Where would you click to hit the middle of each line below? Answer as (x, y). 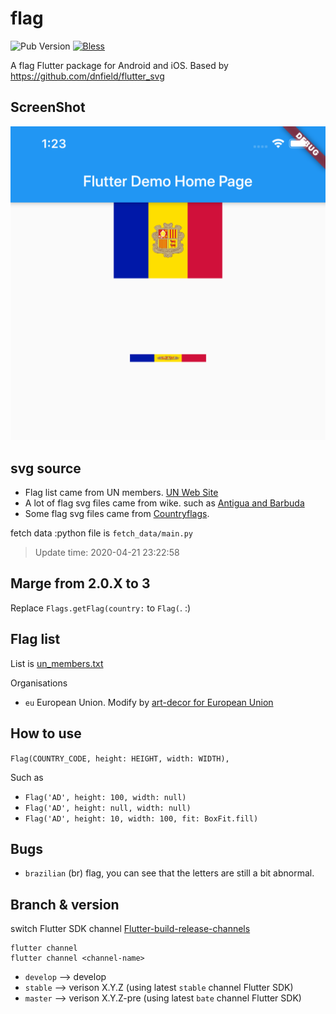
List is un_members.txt (57, 663)
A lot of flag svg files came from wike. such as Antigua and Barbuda (164, 503)
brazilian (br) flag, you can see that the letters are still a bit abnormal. (169, 873)
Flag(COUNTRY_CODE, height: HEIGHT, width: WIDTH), (120, 758)
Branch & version (65, 904)
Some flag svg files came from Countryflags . (117, 514)
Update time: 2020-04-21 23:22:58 (107, 553)
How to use (46, 733)
